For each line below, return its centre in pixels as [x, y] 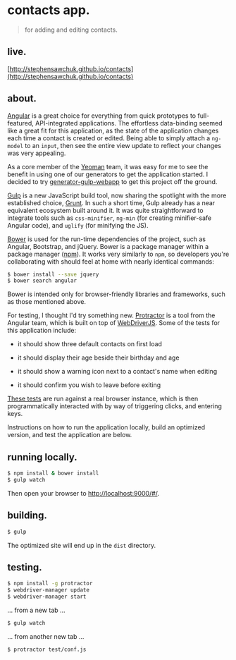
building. [27, 516]
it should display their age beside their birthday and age [98, 357]
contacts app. [49, 10]
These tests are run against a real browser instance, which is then [103, 399]
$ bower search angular [42, 281]
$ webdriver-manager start [47, 597]
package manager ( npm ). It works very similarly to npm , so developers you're [118, 254]
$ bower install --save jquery [53, 274]
